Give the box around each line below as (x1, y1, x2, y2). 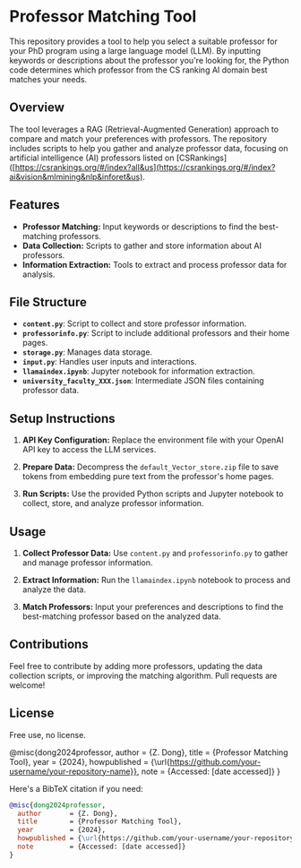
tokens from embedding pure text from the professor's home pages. (21, 471, 275, 482)
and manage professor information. (21, 557, 153, 568)
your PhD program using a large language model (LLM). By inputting (9, 45, 262, 56)
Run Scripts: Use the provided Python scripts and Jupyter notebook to (21, 488, 284, 499)
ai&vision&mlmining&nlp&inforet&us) (9, 171, 143, 182)
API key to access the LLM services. (21, 444, 157, 455)
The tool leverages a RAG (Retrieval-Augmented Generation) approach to (9, 124, 279, 134)
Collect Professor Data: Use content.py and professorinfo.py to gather (21, 548, 288, 558)
